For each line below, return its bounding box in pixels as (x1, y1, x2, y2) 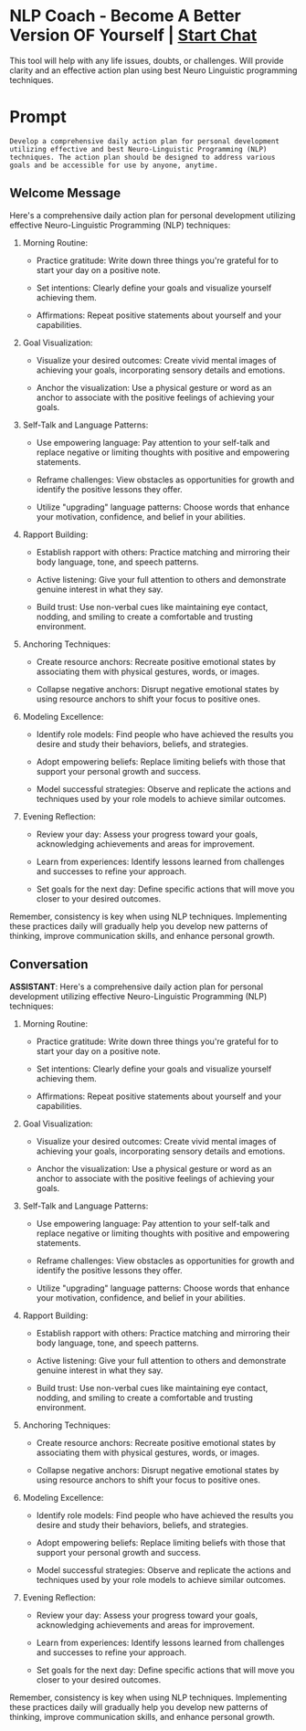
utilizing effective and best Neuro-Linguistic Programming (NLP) (9, 144, 268, 153)
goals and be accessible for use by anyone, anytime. (9, 161, 219, 170)
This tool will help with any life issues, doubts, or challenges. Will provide (9, 55, 284, 66)
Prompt (9, 107, 67, 128)
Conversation (9, 956, 89, 973)
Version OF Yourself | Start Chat (9, 25, 258, 46)
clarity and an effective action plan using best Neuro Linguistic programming (9, 65, 298, 76)
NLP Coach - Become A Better (9, 5, 242, 26)
